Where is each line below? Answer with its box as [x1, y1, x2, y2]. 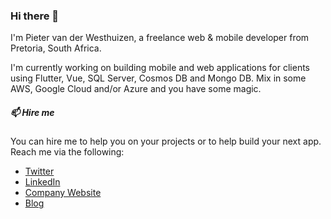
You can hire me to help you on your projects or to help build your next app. [10, 135, 322, 148]
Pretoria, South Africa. [10, 42, 102, 54]
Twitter [24, 165, 55, 178]
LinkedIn [24, 176, 61, 188]
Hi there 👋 [10, 9, 60, 23]
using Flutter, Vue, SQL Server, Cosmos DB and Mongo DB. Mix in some [10, 72, 307, 84]
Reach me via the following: [10, 146, 125, 158]
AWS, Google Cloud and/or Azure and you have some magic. [10, 83, 262, 95]
